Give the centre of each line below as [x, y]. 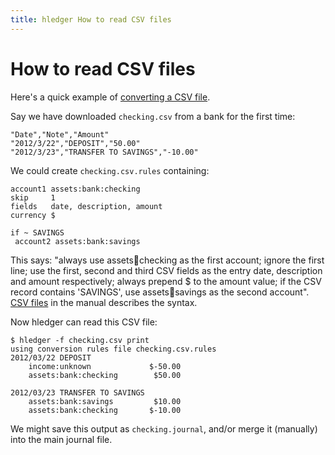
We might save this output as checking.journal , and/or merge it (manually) [164, 428]
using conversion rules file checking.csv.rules [113, 349]
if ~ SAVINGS [37, 232]
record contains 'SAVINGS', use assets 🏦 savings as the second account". [160, 292]
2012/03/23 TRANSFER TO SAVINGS [77, 392]
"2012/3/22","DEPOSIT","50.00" [75, 143]
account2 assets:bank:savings [77, 241]
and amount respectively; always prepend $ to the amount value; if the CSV [166, 281]
